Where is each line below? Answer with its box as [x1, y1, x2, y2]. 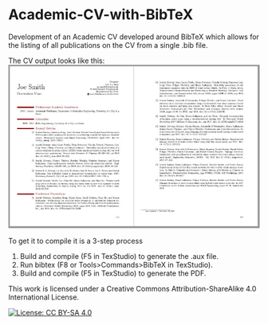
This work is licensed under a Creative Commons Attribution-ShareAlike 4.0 [8, 284, 257, 293]
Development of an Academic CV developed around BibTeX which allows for [8, 32, 259, 41]
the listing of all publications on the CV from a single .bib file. [8, 40, 208, 49]
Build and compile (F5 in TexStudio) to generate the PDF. [19, 268, 207, 278]
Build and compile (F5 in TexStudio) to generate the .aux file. [19, 251, 219, 260]
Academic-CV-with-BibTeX [8, 6, 194, 24]
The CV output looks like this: [8, 56, 105, 65]
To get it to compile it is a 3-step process [8, 236, 144, 245]
